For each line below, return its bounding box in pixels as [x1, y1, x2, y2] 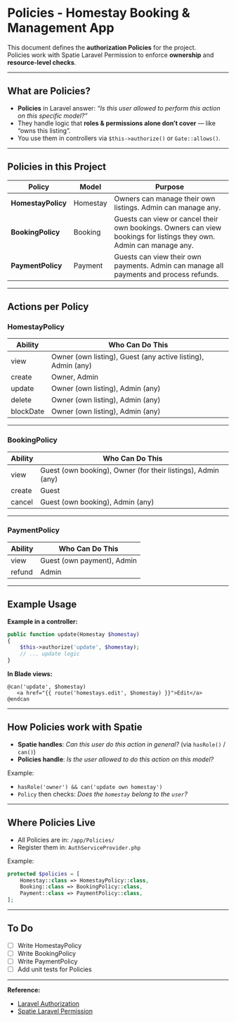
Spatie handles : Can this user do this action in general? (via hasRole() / [17, 740, 226, 748]
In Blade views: [7, 670, 53, 678]
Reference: [7, 986, 41, 995]
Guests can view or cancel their [114, 213, 218, 223]
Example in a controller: [7, 617, 78, 625]
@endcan [7, 696, 30, 703]
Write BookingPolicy [17, 949, 76, 957]
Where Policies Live [7, 817, 96, 829]
